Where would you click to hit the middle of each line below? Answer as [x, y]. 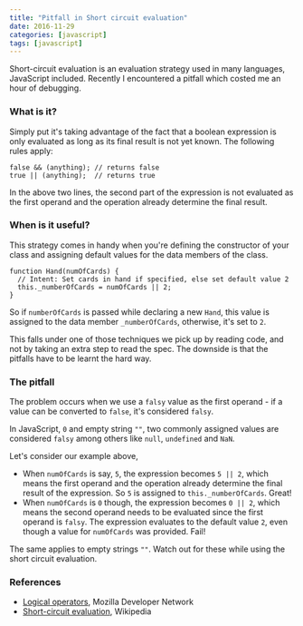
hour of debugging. [45, 88]
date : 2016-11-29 [42, 26]
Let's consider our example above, [74, 456]
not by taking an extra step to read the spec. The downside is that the [139, 348]
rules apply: [31, 151]
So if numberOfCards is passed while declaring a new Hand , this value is [139, 312]
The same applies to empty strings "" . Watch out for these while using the [147, 549]
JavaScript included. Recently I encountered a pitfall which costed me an [145, 79]
